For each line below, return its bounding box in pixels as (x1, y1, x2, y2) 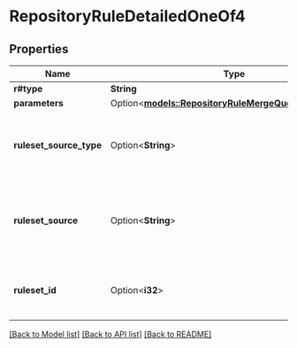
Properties (9, 42, 69, 57)
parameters (13, 97, 64, 109)
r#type (13, 82, 43, 95)
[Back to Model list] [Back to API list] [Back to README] (9, 329, 212, 339)
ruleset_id (13, 284, 57, 296)
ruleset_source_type (13, 139, 103, 151)
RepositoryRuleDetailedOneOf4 (9, 6, 246, 27)
